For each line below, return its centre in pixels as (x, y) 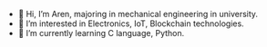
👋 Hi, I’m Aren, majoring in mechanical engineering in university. (138, 14)
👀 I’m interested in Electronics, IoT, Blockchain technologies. (131, 23)
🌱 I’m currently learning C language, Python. (101, 33)
